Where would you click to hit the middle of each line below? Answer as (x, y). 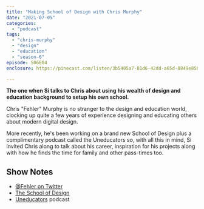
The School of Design (42, 193)
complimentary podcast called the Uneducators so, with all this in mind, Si (99, 140)
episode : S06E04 (27, 62)
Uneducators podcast (42, 199)
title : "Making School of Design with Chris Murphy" (74, 12)
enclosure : (20, 68)
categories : (21, 23)
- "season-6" (28, 57)
